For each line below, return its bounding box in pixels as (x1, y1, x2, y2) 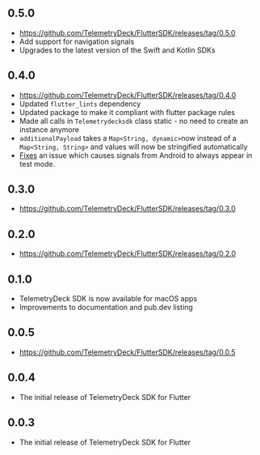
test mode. (19, 159, 56, 168)
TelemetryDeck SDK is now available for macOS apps (19, 294, 198, 304)
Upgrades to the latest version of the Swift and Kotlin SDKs (19, 45, 216, 55)
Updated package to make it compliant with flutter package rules (19, 107, 236, 117)
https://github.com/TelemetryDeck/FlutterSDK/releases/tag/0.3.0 (19, 204, 236, 214)
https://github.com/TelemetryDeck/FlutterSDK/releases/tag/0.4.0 (19, 90, 237, 100)
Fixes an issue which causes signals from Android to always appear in (19, 150, 253, 160)
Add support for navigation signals (19, 36, 135, 46)
